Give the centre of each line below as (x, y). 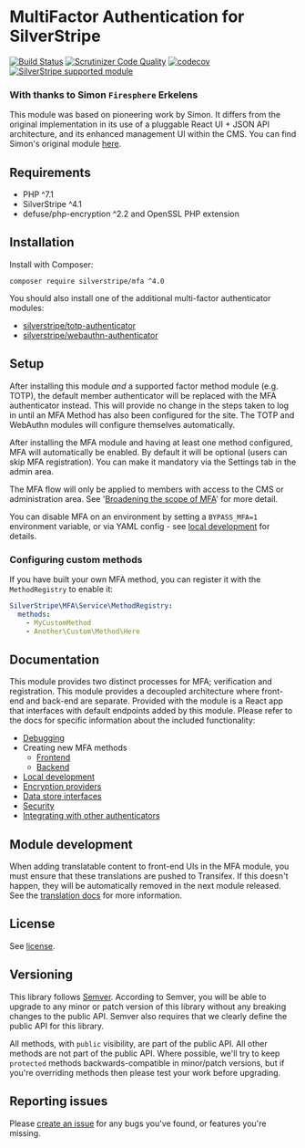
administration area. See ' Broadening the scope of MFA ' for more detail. (144, 498)
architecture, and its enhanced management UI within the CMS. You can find (153, 134)
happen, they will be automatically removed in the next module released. (146, 886)
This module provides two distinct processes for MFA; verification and (141, 682)
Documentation (55, 659)
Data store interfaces (62, 797)
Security (38, 806)
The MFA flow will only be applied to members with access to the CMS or (147, 489)
